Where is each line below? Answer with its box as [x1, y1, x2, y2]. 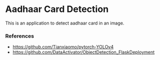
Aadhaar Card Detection [5, 3, 109, 15]
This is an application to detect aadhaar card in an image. [5, 20, 125, 26]
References [5, 32, 34, 39]
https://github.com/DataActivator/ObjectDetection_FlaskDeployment [12, 49, 155, 55]
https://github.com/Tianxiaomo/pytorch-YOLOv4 [12, 44, 114, 50]
